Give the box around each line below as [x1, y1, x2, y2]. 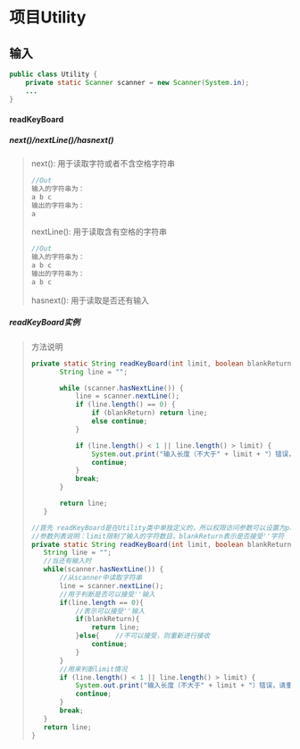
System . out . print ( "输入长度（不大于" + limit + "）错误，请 [75, 681, 287, 690]
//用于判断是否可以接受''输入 [59, 590, 156, 599]
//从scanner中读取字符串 [59, 573, 143, 583]
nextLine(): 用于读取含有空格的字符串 [30, 226, 168, 237]
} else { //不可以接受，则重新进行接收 [75, 631, 211, 641]
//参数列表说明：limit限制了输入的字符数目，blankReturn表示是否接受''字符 [30, 532, 285, 541]
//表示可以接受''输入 [75, 606, 146, 616]
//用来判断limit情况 [59, 664, 128, 674]
